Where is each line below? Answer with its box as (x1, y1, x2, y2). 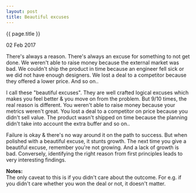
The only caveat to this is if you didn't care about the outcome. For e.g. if (6, 174, 181, 181)
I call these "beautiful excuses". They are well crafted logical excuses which (6, 89, 189, 96)
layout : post (6, 8, 38, 15)
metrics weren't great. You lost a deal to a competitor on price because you (6, 108, 188, 115)
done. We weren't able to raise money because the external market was (6, 59, 180, 66)
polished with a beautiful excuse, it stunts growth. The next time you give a (6, 137, 187, 144)
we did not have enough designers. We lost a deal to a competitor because (6, 71, 187, 78)
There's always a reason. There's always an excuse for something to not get (6, 53, 190, 60)
